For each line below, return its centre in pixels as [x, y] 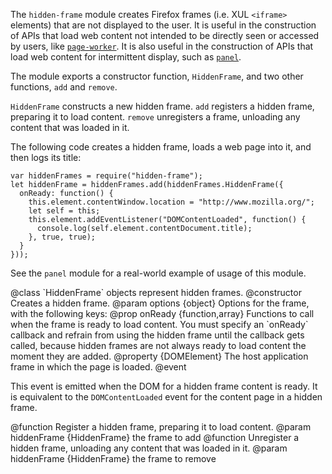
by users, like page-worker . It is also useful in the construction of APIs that [162, 46]
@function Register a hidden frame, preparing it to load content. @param [161, 427]
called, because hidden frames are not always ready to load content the [158, 345]
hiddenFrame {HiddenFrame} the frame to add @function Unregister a [155, 437]
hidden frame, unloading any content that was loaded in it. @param [149, 448]
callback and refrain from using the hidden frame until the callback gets [157, 335]
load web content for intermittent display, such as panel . [126, 57]
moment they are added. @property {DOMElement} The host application [159, 356]
